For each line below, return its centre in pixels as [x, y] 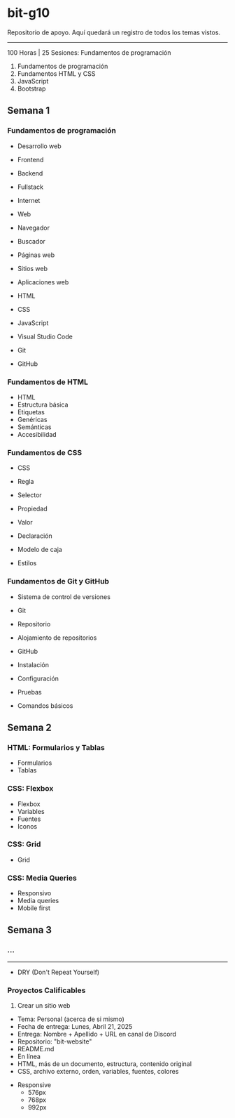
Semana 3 [30, 930]
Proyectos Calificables [47, 990]
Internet [29, 200]
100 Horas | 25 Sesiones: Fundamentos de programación [89, 52]
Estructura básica [43, 405]
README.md [36, 1049]
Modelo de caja [40, 550]
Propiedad [32, 509]
